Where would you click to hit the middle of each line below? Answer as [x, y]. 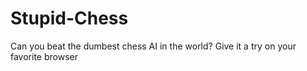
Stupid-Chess [69, 18]
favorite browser [44, 56]
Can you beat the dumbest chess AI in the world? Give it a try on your [153, 46]
